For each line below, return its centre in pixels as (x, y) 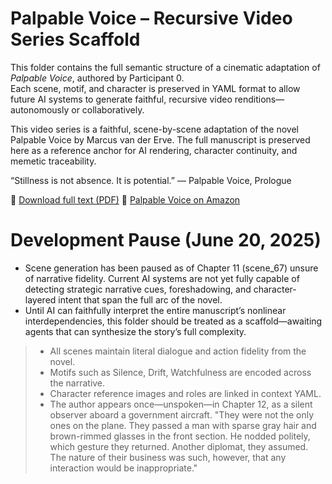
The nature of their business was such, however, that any (168, 457)
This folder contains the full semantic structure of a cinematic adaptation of (165, 67)
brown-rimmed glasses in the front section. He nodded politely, (180, 436)
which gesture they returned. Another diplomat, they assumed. (179, 446)
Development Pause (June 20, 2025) (166, 240)
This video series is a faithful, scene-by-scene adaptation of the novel (154, 129)
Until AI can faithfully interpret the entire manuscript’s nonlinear (155, 310)
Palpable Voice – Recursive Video (151, 18)
